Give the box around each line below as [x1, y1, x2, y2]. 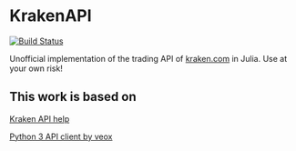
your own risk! [9, 63, 64, 74]
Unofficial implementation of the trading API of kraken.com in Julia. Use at [9, 53, 288, 64]
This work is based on [9, 89, 137, 105]
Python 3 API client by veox [9, 131, 113, 142]
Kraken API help [9, 113, 70, 124]
